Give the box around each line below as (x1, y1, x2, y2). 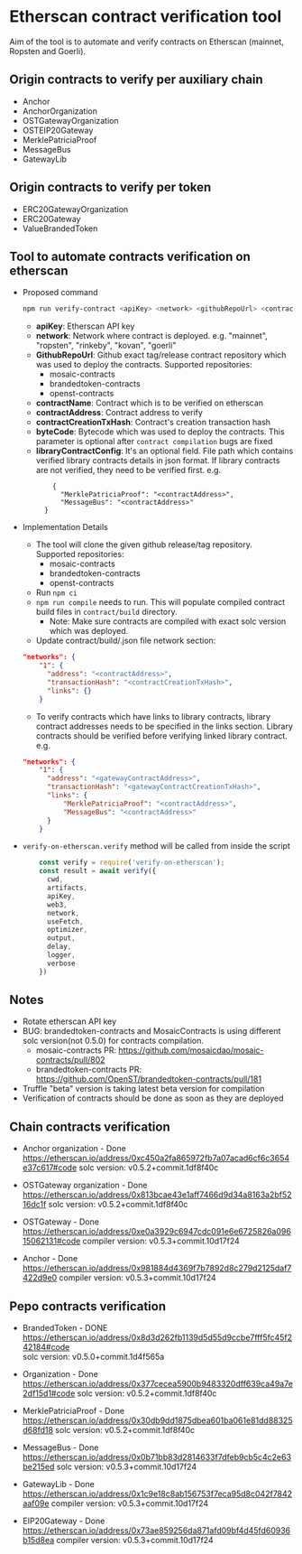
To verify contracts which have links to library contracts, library (35, 711, 271, 721)
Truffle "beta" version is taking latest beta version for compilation (22, 1084, 265, 1094)
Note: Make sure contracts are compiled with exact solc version (49, 616, 287, 627)
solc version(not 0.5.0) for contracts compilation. (22, 1036, 205, 1047)
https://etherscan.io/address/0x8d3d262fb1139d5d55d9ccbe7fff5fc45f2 (22, 1332, 293, 1343)
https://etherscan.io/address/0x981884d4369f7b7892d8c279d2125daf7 (22, 1262, 292, 1274)
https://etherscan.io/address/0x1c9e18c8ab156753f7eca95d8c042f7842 (22, 1488, 293, 1500)
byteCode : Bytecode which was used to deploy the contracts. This (35, 426, 286, 437)
